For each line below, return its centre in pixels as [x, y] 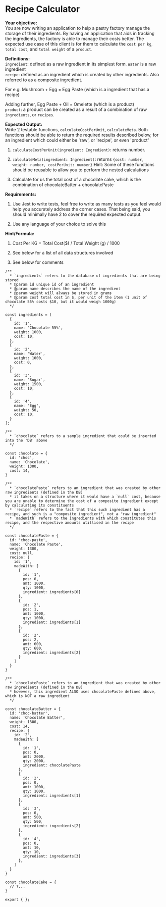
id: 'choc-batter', [30, 713]
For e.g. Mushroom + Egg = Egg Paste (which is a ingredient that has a [77, 89]
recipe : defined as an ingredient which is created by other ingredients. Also [82, 74]
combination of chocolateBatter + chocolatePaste [63, 185]
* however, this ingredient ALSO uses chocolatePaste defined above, [83, 692]
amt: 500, [33, 817]
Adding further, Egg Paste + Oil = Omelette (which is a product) [70, 104]
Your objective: [21, 23]
